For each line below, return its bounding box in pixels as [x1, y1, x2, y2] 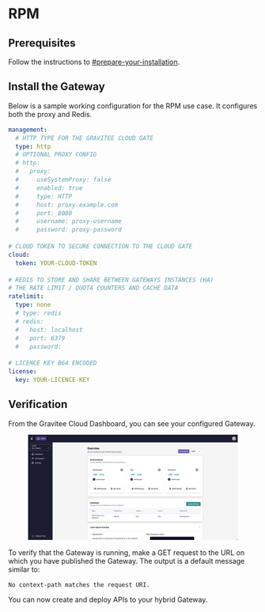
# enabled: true [15, 183, 83, 192]
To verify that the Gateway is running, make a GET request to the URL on [8, 548, 245, 557]
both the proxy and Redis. [8, 109, 93, 119]
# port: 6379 [15, 334, 66, 342]
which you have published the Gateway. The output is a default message [8, 557, 245, 566]
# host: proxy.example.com [15, 201, 119, 209]
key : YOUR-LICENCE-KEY [15, 376, 90, 384]
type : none [15, 301, 51, 309]
